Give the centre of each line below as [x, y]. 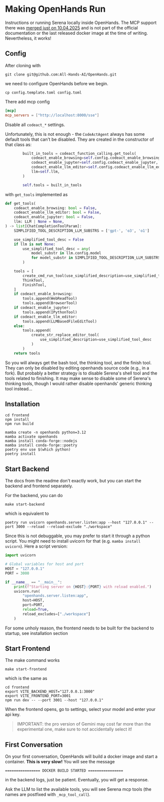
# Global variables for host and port [44, 564]
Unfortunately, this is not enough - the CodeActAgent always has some [75, 134]
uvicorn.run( [27, 591]
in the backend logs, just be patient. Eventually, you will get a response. [77, 780]
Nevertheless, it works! [28, 38]
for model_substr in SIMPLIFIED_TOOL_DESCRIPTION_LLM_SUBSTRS [96, 258]
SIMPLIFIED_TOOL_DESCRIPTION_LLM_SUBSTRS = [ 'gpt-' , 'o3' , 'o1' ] [82, 231]
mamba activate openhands [31, 437]
